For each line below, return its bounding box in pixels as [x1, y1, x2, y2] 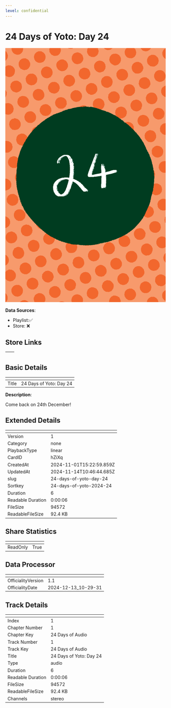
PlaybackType [7, 447, 37, 453]
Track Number [7, 639, 38, 645]
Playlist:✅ [12, 317, 33, 323]
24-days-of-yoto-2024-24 [50, 483, 112, 489]
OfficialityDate [7, 584, 38, 590]
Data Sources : [5, 307, 36, 313]
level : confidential [5, 8, 49, 13]
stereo [50, 695, 65, 701]
